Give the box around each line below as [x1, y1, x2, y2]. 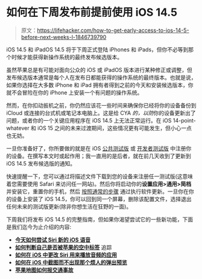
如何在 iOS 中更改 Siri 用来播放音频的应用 [14, 251, 118, 258]
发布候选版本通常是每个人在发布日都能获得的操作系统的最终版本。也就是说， [6, 74, 197, 81]
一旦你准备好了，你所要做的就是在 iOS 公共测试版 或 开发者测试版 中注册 [6, 144, 186, 152]
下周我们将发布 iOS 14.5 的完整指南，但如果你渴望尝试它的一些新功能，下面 [6, 216, 194, 223]
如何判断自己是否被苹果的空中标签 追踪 [14, 243, 112, 251]
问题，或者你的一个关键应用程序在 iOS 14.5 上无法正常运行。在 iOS [6, 117, 172, 124]
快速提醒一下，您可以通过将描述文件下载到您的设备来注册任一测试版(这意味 [6, 173, 194, 180]
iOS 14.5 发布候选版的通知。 [6, 159, 76, 167]
